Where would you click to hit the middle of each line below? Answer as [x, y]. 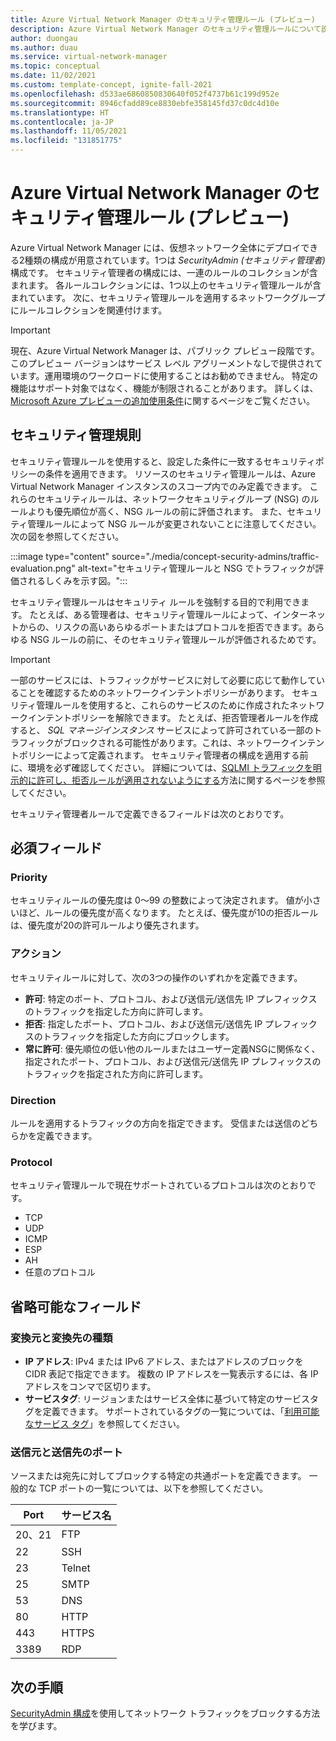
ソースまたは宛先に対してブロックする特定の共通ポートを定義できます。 [158, 1476]
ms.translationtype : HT [60, 112]
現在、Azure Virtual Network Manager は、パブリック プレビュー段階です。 [165, 350]
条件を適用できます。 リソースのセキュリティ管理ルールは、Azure [180, 473]
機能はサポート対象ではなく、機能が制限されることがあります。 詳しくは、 [164, 388]
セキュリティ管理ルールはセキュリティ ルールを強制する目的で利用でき [156, 602]
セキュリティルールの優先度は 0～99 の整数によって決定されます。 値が [157, 900]
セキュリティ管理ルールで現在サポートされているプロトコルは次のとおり [159, 1185]
